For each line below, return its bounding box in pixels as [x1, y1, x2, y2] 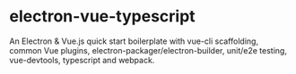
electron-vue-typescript [9, 6, 196, 27]
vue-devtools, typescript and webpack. [9, 54, 155, 65]
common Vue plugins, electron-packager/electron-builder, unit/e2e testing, [9, 45, 287, 55]
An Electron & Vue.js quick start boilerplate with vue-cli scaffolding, [9, 36, 258, 46]
